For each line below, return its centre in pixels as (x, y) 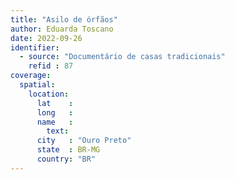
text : (58, 131)
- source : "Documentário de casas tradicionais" (122, 57)
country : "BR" (66, 159)
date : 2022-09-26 (46, 38)
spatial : (37, 85)
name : (55, 122)
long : (55, 112)
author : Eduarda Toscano (62, 29)
